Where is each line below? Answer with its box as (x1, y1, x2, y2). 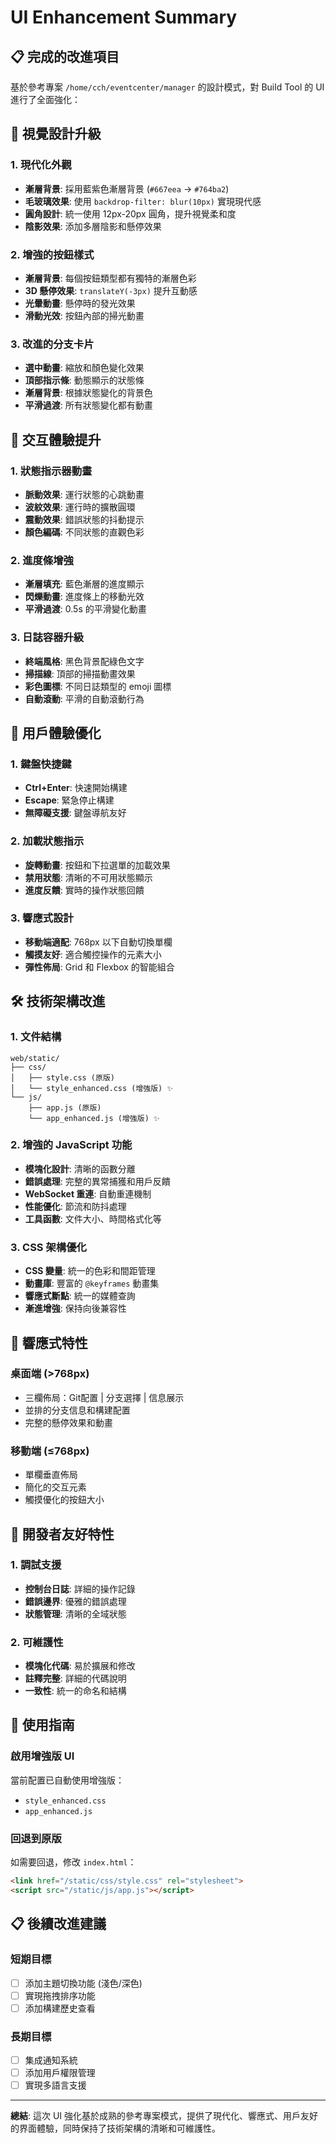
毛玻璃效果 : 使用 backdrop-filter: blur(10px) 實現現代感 (24, 195, 262, 207)
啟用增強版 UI (10, 1749, 75, 1763)
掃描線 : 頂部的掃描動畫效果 (24, 667, 136, 680)
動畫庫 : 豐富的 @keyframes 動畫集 (24, 1277, 160, 1290)
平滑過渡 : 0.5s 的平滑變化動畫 (24, 603, 147, 615)
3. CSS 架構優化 (10, 1240, 87, 1254)
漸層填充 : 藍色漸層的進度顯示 (24, 578, 145, 590)
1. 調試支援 (10, 1558, 62, 1572)
